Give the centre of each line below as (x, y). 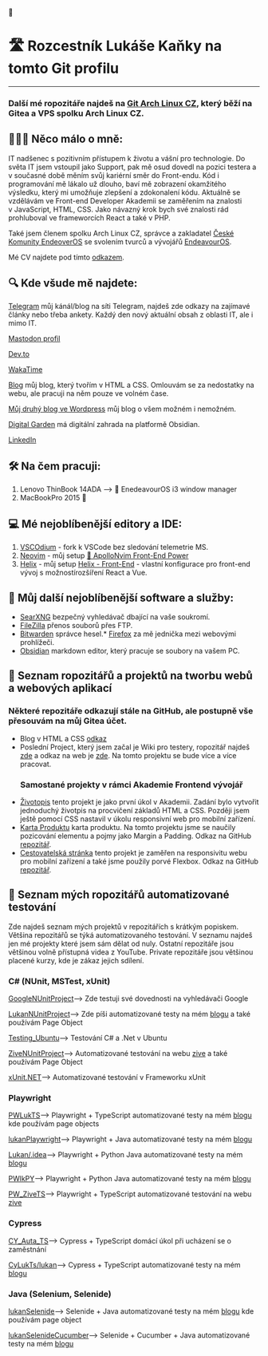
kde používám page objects (54, 1124)
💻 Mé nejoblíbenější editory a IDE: (95, 524)
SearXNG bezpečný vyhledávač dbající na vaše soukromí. (115, 617)
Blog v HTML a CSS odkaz (63, 738)
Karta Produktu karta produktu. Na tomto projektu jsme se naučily (128, 827)
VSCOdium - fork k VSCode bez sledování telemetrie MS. (114, 548)
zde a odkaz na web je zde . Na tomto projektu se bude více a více (128, 755)
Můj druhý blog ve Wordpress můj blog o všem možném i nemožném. (122, 409)
